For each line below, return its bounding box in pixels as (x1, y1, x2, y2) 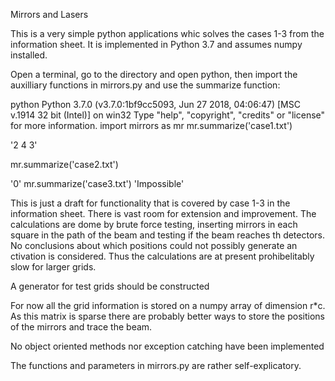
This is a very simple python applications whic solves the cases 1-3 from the (10, 28, 325, 39)
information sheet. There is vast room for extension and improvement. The (10, 208, 317, 219)
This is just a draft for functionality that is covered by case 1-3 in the (10, 197, 291, 209)
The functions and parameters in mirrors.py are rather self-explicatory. (10, 360, 302, 371)
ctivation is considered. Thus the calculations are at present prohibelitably (10, 250, 315, 262)
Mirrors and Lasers (10, 9, 89, 20)
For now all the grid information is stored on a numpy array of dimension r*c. (10, 300, 326, 311)
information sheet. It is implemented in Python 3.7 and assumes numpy (10, 39, 303, 50)
